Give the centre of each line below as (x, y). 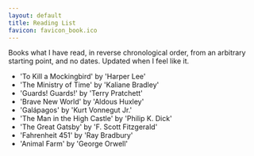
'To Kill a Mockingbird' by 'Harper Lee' (83, 77)
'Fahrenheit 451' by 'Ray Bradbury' (76, 135)
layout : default (35, 15)
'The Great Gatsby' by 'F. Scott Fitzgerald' (89, 127)
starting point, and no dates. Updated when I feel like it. (98, 61)
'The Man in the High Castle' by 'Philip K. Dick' (96, 119)
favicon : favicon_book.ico (53, 30)
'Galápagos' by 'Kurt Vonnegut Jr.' (76, 110)
